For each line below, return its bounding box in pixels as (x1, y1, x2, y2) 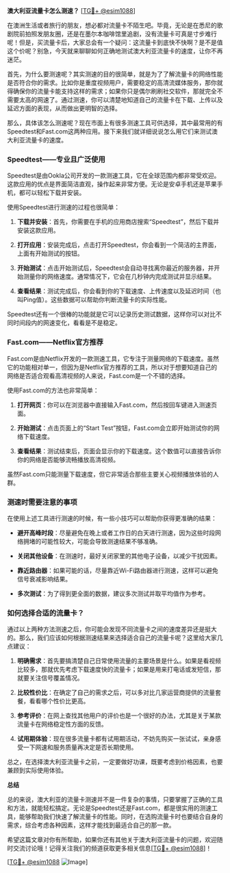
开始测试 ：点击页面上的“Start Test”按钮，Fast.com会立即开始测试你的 (16, 424, 214, 432)
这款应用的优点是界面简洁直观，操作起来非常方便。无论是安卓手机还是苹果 (7, 180, 217, 188)
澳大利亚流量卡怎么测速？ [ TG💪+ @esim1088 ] (7, 7, 136, 14)
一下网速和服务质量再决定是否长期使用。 (23, 743, 138, 752)
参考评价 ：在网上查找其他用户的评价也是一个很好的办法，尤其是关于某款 (16, 711, 221, 720)
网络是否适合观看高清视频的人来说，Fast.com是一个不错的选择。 (7, 371, 190, 379)
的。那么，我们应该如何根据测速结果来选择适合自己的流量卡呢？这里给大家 (7, 633, 217, 642)
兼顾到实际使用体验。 (7, 766, 67, 774)
